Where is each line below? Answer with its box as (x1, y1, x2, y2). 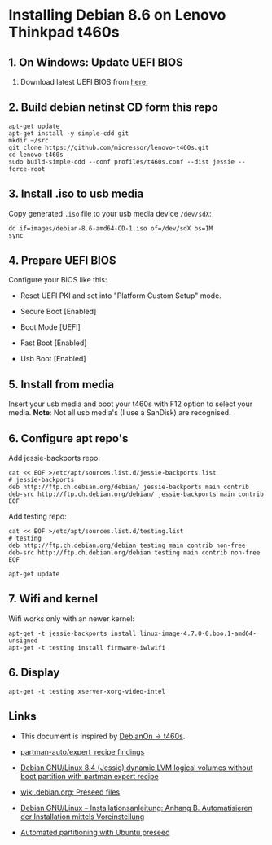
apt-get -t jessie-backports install (8, 629, 137, 637)
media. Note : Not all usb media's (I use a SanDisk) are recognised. (8, 408, 231, 418)
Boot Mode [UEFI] (20, 322, 81, 332)
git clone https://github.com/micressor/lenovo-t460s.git (8, 143, 209, 151)
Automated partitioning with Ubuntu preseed (20, 827, 170, 837)
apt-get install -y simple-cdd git (8, 129, 129, 138)
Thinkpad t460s (8, 23, 120, 42)
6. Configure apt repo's (8, 431, 129, 445)
